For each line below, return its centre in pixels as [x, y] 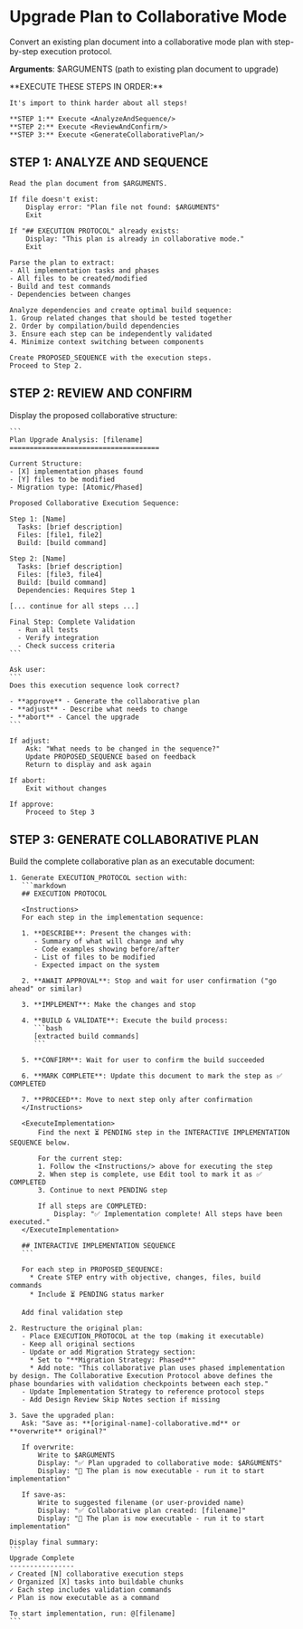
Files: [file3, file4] [60, 574]
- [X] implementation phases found [76, 471]
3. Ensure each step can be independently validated [111, 334]
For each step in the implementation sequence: [113, 918]
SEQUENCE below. [40, 1143]
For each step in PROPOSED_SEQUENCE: [93, 1270]
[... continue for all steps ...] [75, 606]
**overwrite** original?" [58, 1432]
